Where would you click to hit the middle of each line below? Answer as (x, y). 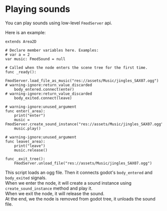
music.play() (28, 128)
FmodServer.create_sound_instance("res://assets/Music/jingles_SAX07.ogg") (85, 124)
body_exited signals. (26, 178)
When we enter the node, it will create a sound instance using (68, 183)
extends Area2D (21, 41)
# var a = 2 (17, 55)
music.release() (31, 150)
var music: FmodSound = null (35, 59)
